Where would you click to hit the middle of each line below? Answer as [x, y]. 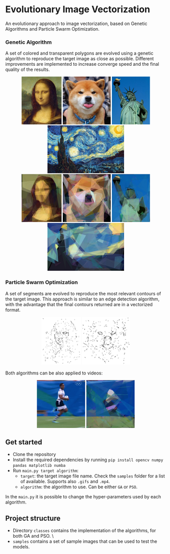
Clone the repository [34, 455]
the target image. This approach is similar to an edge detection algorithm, [82, 299]
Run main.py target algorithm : [46, 471]
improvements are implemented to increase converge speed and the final [82, 64]
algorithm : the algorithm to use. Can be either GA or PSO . [79, 487]
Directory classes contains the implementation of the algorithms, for [84, 531]
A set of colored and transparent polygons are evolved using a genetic [79, 53]
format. [13, 310]
